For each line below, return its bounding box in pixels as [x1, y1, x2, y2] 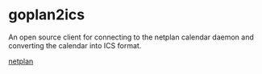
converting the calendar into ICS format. [8, 40, 142, 50]
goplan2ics [8, 6, 85, 24]
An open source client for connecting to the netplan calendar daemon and [8, 32, 254, 42]
